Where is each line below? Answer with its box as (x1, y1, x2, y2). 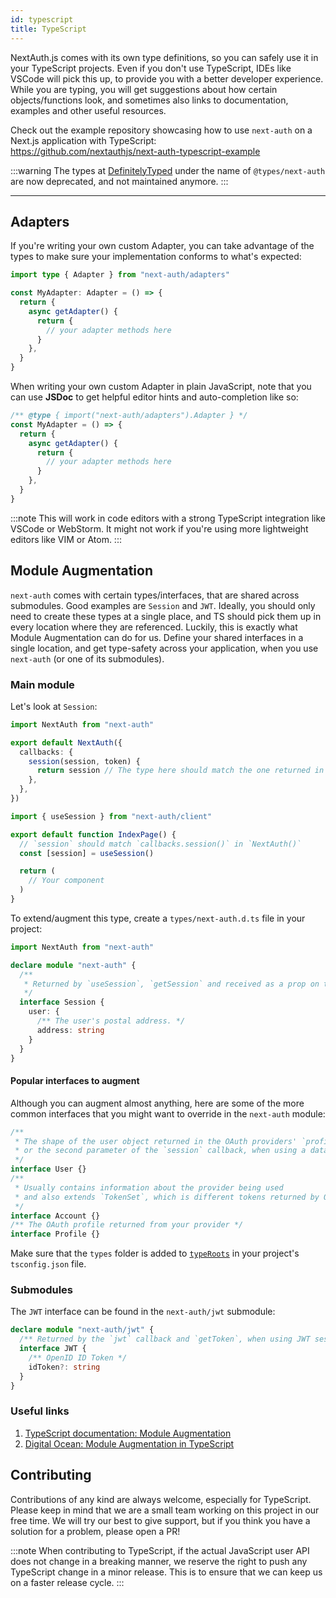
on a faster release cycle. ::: (10, 1576, 125, 1588)
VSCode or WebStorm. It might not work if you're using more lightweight (10, 522, 309, 535)
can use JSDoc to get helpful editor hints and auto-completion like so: (10, 391, 299, 403)
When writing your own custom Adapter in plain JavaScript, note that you (10, 381, 312, 393)
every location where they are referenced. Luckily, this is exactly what (10, 621, 298, 633)
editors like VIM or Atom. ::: (10, 533, 122, 545)
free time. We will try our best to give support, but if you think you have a (10, 1514, 311, 1526)
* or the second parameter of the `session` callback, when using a (14, 1146, 307, 1156)
